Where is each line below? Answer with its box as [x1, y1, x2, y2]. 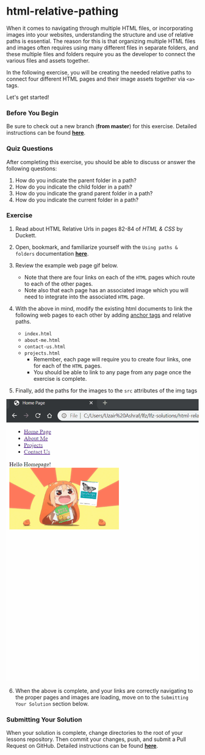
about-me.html [24, 337, 60, 343]
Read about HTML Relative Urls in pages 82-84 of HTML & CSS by [15, 225, 183, 233]
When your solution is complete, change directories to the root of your [6, 729, 183, 737]
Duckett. [15, 231, 37, 239]
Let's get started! [6, 93, 50, 101]
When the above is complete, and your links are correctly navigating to [15, 687, 193, 694]
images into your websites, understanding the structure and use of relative [6, 31, 194, 38]
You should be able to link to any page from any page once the [33, 368, 192, 376]
